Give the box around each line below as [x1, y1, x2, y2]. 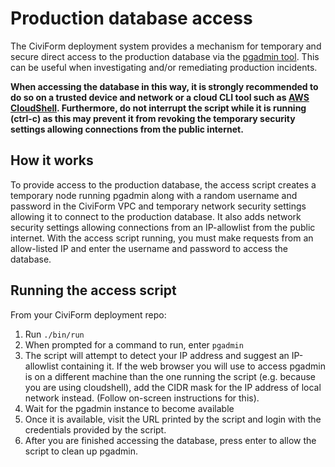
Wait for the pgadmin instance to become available [24, 402, 235, 414]
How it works [10, 152, 94, 169]
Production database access [10, 7, 253, 30]
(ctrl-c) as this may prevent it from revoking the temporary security [10, 112, 296, 124]
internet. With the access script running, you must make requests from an [10, 232, 314, 244]
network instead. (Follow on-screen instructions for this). [24, 392, 260, 404]
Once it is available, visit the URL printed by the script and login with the [24, 413, 322, 425]
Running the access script [10, 282, 177, 299]
